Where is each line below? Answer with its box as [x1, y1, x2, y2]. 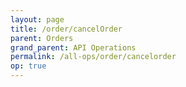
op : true [10, 61, 47, 71]
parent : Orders [10, 33, 74, 43]
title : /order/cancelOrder [10, 24, 123, 34]
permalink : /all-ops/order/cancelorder [10, 52, 177, 62]
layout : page [10, 14, 65, 25]
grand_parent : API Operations [10, 42, 137, 53]
